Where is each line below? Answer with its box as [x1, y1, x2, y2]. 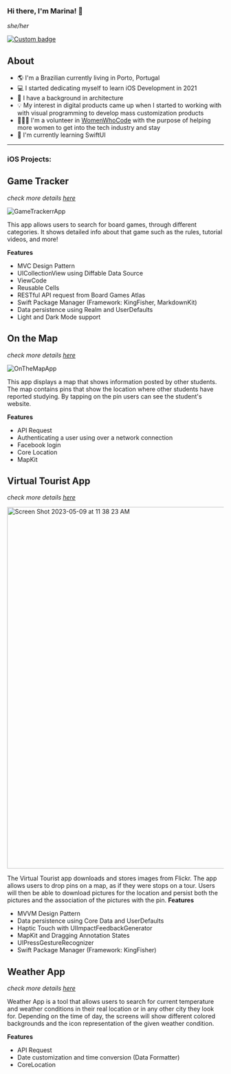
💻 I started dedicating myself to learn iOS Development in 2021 [16, 84, 197, 92]
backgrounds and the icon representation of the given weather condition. [7, 1020, 214, 1028]
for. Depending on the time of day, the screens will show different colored [7, 1012, 215, 1020]
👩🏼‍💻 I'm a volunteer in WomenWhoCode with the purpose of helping [16, 116, 211, 124]
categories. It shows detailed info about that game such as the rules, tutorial [7, 227, 223, 236]
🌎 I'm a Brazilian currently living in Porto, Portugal [16, 74, 160, 82]
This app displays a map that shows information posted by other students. [7, 377, 217, 385]
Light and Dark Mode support [16, 313, 101, 321]
